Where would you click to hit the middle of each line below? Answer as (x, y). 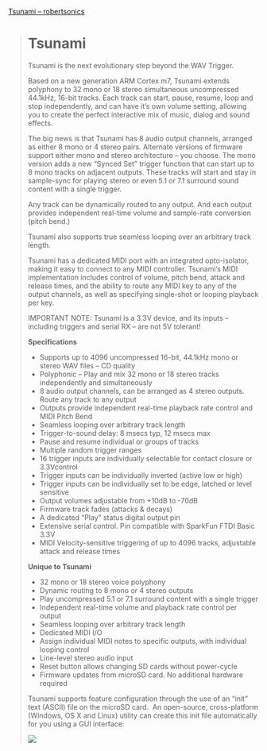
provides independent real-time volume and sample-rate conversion (139, 213)
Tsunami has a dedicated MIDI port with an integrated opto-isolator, (138, 260)
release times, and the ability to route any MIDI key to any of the (132, 286)
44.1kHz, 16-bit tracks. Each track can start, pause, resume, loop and (140, 98)
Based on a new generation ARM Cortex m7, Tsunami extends (129, 81)
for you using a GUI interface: (76, 724)
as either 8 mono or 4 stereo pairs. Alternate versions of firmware (135, 147)
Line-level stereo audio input (86, 657)
